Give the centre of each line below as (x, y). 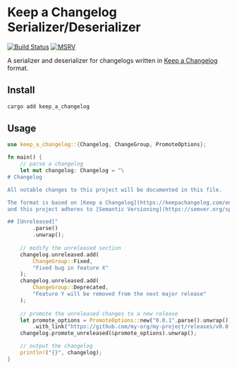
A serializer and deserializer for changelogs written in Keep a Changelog (113, 60)
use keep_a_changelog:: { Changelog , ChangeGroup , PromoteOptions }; (107, 145)
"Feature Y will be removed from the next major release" (120, 294)
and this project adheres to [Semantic (66, 209)
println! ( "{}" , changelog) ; (61, 353)
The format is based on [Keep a (55, 202)
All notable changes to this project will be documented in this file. (115, 190)
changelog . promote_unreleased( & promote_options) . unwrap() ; (109, 333)
